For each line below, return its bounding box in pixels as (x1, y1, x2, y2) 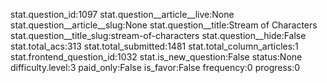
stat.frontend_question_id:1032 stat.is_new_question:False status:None (10, 51, 303, 63)
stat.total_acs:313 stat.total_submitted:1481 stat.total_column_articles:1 (10, 40, 299, 52)
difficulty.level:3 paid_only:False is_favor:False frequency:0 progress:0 (10, 62, 301, 73)
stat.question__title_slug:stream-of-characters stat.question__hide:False (10, 30, 307, 41)
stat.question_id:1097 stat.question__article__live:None (10, 9, 235, 20)
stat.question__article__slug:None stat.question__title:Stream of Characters (10, 19, 318, 31)
